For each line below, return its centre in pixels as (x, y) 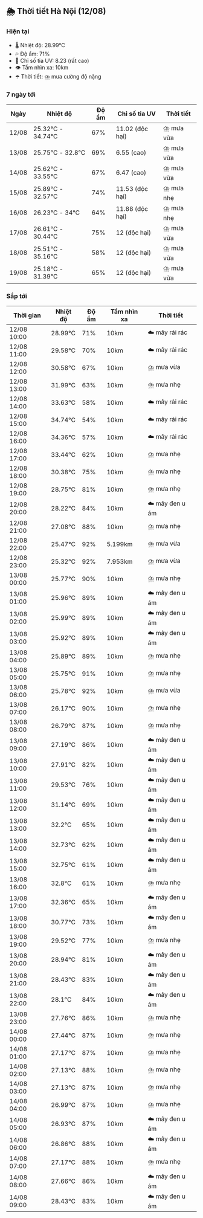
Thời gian (27, 315)
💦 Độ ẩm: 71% (32, 54)
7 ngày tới (21, 94)
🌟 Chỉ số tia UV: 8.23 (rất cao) (52, 60)
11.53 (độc (132, 189)
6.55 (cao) (131, 153)
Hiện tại (18, 31)
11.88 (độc (132, 209)
